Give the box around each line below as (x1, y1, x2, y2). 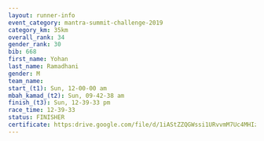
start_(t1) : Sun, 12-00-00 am (8, 84, 108, 92)
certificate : (8, 121, 51, 128)
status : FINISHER (8, 114, 65, 121)
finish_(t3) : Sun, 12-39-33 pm (8, 99, 111, 107)
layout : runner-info (8, 11, 76, 20)
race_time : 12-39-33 (8, 107, 76, 114)
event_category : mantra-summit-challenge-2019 (8, 19, 163, 27)
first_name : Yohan (8, 56, 68, 63)
